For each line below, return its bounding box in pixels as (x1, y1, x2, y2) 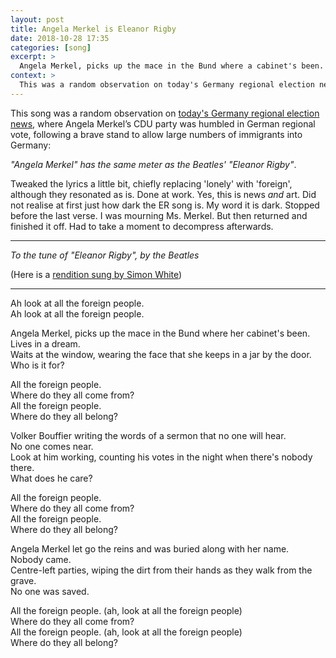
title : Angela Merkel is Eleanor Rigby (10, 24, 177, 34)
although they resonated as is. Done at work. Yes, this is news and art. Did (10, 188, 317, 200)
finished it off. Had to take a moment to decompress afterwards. (10, 220, 274, 232)
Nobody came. (10, 553, 72, 565)
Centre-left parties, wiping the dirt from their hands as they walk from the (10, 564, 313, 576)
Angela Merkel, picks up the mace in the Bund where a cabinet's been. (19, 61, 325, 71)
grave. (10, 574, 37, 586)
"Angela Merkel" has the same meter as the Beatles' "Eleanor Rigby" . (10, 158, 297, 170)
